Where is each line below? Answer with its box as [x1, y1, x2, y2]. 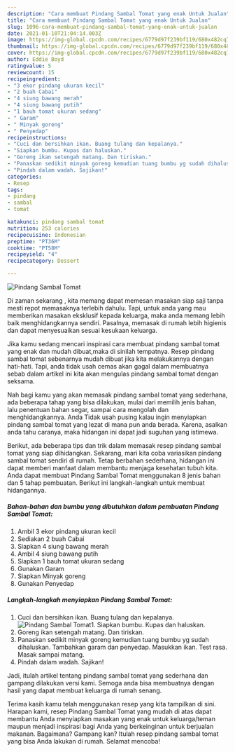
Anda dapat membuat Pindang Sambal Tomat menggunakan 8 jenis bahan [7, 471, 221, 479]
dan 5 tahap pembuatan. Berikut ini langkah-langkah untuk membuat [7, 479, 205, 487]
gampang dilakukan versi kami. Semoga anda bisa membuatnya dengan [7, 678, 215, 687]
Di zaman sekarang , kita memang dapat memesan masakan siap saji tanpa [7, 296, 224, 305]
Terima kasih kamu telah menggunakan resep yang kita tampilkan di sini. [7, 699, 217, 708]
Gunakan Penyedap [17, 579, 75, 587]
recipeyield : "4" [7, 251, 58, 258]
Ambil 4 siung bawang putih [17, 549, 99, 558]
